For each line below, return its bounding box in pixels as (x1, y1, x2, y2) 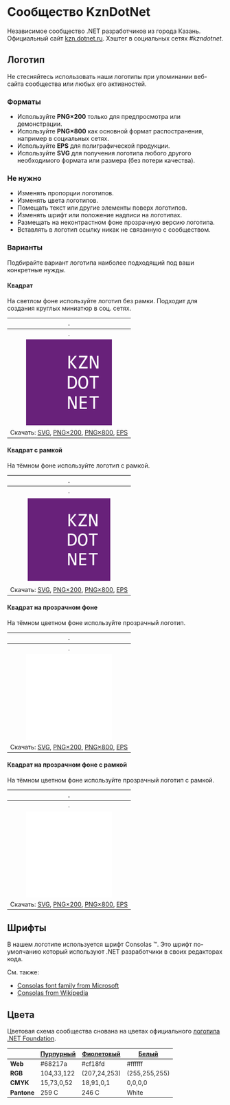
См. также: (7, 968, 40, 976)
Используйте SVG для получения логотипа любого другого (16, 149, 192, 157)
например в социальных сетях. (16, 135, 110, 143)
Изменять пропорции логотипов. (16, 189, 115, 197)
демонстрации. (16, 120, 63, 128)
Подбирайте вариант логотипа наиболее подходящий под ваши (7, 259, 194, 267)
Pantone (10, 1088, 35, 1097)
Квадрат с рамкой (7, 446, 63, 455)
